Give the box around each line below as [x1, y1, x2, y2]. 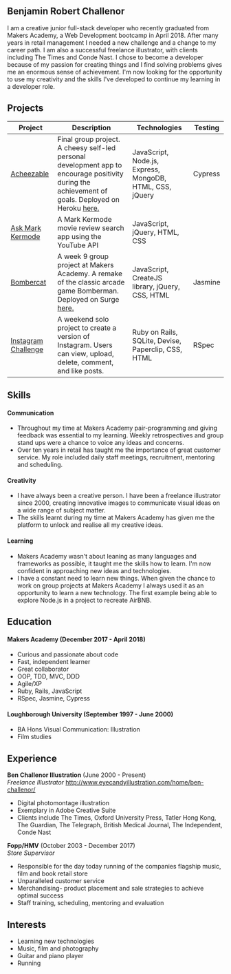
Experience [7, 752, 57, 764]
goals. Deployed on [57, 194, 120, 204]
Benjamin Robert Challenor [7, 6, 125, 17]
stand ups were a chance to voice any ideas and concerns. [16, 439, 184, 447]
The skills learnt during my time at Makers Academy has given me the [16, 513, 215, 522]
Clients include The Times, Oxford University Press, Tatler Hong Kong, [16, 814, 217, 822]
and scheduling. [16, 461, 63, 469]
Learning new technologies [16, 937, 95, 946]
